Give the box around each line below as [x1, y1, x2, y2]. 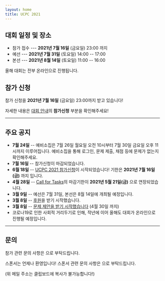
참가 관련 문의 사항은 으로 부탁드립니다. [5, 250, 80, 255]
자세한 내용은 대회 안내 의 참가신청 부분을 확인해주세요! [5, 108, 109, 114]
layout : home [5, 7, 32, 12]
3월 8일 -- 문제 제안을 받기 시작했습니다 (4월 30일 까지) [12, 203, 119, 209]
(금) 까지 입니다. [12, 173, 43, 179]
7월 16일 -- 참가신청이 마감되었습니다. [12, 160, 85, 166]
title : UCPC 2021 [5, 12, 41, 17]
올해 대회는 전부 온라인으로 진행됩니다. [5, 68, 79, 74]
